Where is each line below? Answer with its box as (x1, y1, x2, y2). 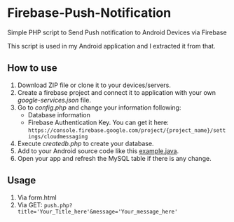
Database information (27, 110, 91, 119)
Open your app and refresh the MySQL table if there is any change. (17, 154, 212, 162)
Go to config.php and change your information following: (17, 103, 181, 112)
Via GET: (17, 200, 43, 209)
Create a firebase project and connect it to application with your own (17, 88, 216, 96)
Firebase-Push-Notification (7, 5, 172, 21)
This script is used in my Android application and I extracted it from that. (7, 41, 216, 50)
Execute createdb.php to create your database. (17, 139, 154, 148)
